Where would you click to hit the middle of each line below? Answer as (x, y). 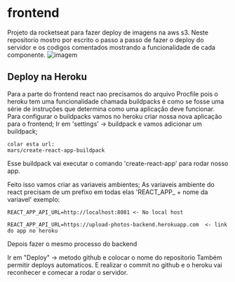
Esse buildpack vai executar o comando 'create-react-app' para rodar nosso (118, 163)
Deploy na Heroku (47, 77)
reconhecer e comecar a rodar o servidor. (68, 272)
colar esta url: (31, 144)
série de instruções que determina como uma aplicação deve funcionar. (111, 109)
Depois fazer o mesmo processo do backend (72, 243)
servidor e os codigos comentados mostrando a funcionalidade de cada (112, 47)
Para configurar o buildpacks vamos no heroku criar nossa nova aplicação (115, 116)
